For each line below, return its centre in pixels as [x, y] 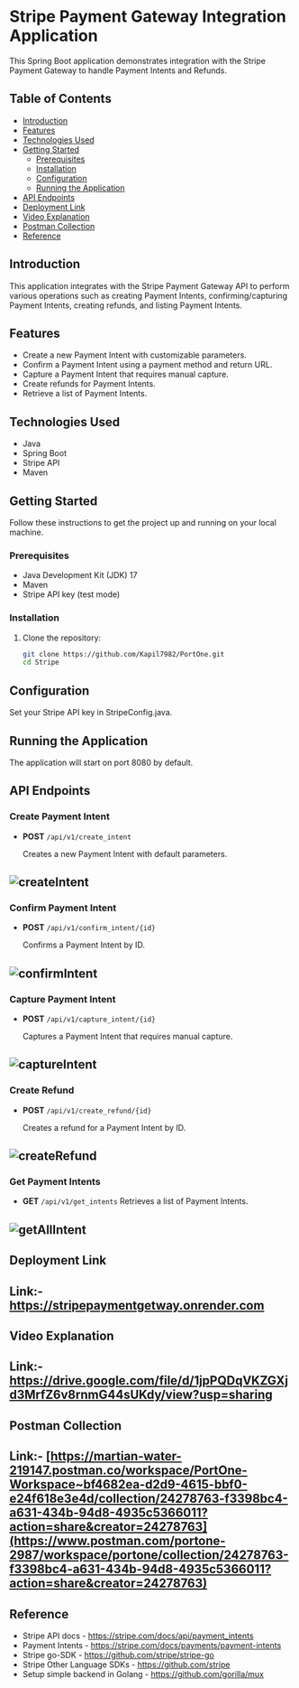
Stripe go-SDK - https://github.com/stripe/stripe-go [118, 1655]
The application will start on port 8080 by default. [101, 762]
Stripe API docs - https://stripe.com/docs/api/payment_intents [138, 1636]
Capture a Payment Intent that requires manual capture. [126, 374]
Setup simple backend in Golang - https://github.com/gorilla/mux [143, 1674]
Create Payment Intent [59, 816]
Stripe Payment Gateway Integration [148, 17]
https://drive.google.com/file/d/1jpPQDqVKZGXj [149, 1380]
